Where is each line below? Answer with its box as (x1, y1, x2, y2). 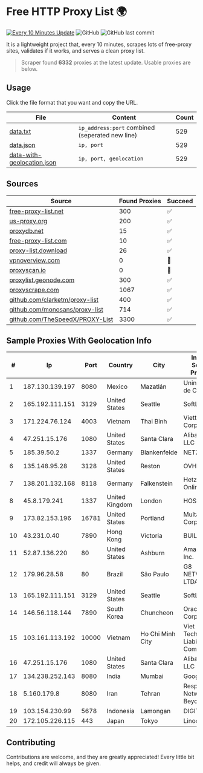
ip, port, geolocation (78, 155, 144, 162)
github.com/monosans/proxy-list (9, 305, 104, 313)
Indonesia (106, 707, 135, 716)
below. (21, 65, 38, 73)
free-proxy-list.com (9, 236, 68, 245)
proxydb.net (9, 226, 44, 235)
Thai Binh (140, 417, 167, 426)
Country (108, 361, 133, 370)
